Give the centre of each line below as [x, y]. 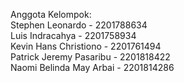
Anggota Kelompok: [51, 14]
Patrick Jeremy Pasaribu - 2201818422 [90, 57]
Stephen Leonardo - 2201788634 [79, 25]
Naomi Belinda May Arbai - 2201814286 [92, 67]
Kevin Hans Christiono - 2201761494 [86, 46]
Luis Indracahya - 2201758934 [73, 35]
